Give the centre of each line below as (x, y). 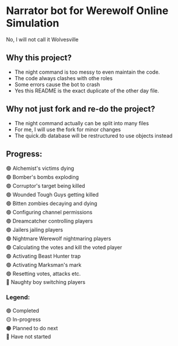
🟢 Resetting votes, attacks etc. (43, 274)
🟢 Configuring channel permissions (49, 213)
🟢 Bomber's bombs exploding (43, 177)
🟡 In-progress (23, 319)
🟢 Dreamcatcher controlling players (50, 221)
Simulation (33, 23)
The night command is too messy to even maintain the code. (87, 72)
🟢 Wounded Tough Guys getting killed (53, 195)
